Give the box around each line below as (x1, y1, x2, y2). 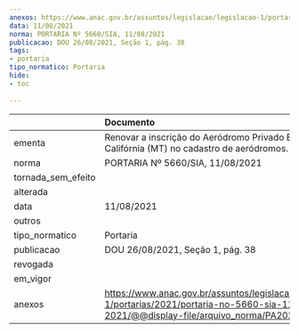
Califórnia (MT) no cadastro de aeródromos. (104, 142, 289, 154)
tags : (9, 46, 29, 55)
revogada (13, 257, 53, 270)
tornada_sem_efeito (13, 171, 96, 183)
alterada (13, 185, 49, 198)
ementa (13, 136, 46, 149)
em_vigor (13, 272, 52, 285)
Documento (104, 116, 156, 128)
